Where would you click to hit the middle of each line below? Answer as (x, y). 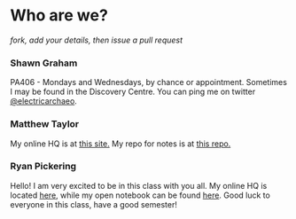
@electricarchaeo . (44, 101)
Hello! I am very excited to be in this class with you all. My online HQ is (139, 185)
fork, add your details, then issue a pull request (97, 40)
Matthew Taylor (45, 124)
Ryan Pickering (43, 167)
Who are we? (59, 16)
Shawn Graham (44, 63)
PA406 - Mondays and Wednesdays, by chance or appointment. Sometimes (148, 82)
